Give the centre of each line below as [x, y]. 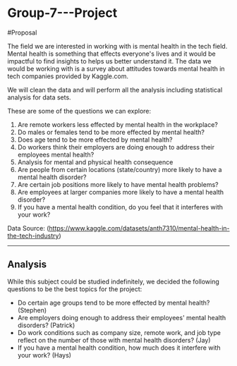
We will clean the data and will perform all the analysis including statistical [115, 90]
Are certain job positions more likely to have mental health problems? [118, 184]
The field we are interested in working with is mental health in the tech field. [117, 46]
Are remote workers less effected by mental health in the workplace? [118, 124]
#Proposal [22, 32]
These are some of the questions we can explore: [79, 111]
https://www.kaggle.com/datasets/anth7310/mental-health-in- [139, 228]
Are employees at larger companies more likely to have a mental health [121, 192]
